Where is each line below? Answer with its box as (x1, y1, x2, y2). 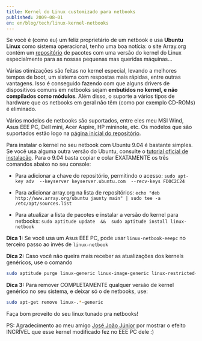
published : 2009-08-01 (6, 14, 63, 20)
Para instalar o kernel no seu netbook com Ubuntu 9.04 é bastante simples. (6, 142, 194, 149)
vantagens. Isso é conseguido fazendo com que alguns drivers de (6, 80, 170, 87)
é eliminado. (6, 106, 37, 113)
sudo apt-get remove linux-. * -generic (6, 300, 103, 306)
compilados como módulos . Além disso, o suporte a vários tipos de (6, 92, 175, 100)
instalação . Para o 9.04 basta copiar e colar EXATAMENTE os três (6, 154, 169, 161)
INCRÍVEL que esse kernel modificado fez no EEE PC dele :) (6, 328, 155, 336)
